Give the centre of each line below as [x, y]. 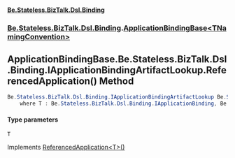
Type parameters [33, 120]
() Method [112, 81]
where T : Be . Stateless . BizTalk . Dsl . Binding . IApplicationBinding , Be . [125, 104]
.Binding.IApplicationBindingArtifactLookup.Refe [117, 70]
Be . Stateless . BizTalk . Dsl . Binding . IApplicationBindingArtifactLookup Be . [117, 97]
